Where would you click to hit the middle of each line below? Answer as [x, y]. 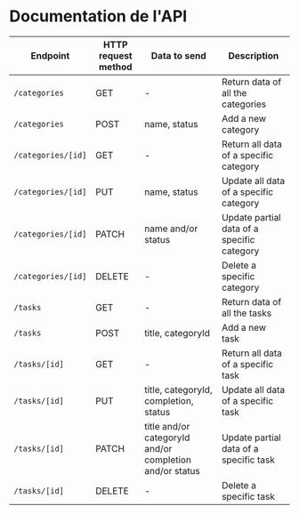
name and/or [171, 229]
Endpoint [50, 55]
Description [254, 55]
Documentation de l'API [98, 16]
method [116, 67]
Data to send [178, 55]
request [115, 55]
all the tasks [246, 313]
